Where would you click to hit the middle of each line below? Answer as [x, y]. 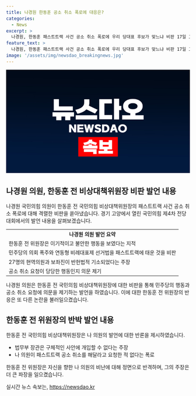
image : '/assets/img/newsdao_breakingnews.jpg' [65, 55]
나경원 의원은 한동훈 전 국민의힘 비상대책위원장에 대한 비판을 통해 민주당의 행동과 [98, 285]
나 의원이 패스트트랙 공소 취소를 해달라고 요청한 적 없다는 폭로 [84, 355]
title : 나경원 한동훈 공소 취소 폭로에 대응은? [55, 12]
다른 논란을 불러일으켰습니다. [56, 300]
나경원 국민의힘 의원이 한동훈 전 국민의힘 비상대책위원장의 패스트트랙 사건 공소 [95, 206]
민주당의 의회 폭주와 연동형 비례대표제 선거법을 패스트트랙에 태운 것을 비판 [92, 253]
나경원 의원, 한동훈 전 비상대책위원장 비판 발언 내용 [91, 191]
